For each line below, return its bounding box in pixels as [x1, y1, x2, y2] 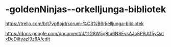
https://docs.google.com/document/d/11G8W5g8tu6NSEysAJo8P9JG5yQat [5, 30, 164, 36]
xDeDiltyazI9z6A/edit [5, 36, 50, 42]
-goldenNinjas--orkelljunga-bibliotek [5, 4, 166, 15]
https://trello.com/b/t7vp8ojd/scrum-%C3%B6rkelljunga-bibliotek [5, 20, 144, 27]
